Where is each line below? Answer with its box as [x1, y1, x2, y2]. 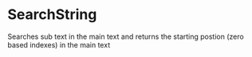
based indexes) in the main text [7, 40, 111, 49]
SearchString [7, 6, 97, 24]
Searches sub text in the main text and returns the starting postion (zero [7, 32, 244, 41]
